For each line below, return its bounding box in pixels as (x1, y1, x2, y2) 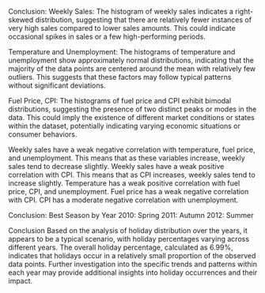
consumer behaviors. (8, 130, 78, 139)
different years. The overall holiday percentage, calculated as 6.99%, (8, 242, 233, 252)
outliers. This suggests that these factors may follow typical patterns (8, 73, 232, 81)
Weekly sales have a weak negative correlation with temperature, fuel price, (8, 145, 256, 154)
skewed (8, 15, 34, 24)
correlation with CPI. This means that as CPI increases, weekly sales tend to (8, 170, 256, 179)
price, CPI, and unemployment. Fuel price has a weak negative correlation (8, 187, 249, 196)
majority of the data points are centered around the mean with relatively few (8, 64, 256, 73)
